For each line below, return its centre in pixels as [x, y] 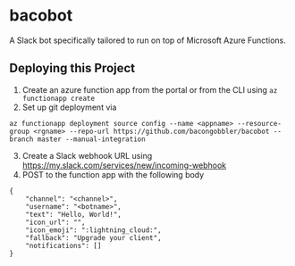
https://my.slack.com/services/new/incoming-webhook [124, 165]
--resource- [259, 123]
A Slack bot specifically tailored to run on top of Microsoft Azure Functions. [147, 40]
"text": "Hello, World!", [74, 214]
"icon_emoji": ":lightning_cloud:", [94, 230]
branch [21, 139]
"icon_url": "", [56, 222]
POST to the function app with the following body [113, 174]
